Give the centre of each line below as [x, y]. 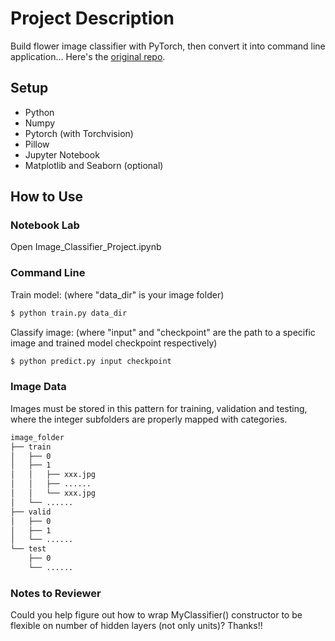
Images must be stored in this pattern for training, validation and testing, [159, 408]
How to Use [47, 197]
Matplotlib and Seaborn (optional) [94, 165]
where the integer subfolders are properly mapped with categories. [149, 419]
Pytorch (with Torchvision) [79, 133]
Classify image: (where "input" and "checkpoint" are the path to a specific [163, 332]
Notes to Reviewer [56, 593]
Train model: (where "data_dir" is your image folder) [117, 294]
